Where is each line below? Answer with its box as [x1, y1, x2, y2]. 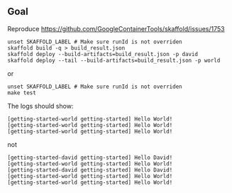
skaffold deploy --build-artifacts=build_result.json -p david [7, 50, 199, 57]
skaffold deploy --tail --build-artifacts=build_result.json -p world [7, 57, 221, 64]
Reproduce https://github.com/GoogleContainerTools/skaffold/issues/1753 [7, 24, 225, 33]
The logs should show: [7, 101, 74, 110]
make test [7, 89, 37, 96]
